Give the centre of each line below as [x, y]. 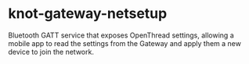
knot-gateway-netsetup [88, 14]
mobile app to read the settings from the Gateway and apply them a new [125, 43]
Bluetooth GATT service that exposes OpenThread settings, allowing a [121, 35]
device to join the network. [51, 52]
